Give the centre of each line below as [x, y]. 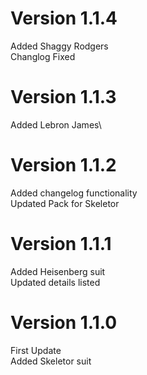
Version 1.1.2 [63, 165]
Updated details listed [55, 282]
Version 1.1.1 [61, 244]
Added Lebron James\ [56, 124]
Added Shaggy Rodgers [59, 46]
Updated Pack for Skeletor [65, 203]
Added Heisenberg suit [58, 271]
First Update [36, 350]
